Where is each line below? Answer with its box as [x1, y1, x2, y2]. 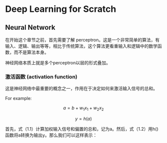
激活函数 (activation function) [5, 73, 78, 80]
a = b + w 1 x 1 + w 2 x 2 [63, 105, 104, 112]
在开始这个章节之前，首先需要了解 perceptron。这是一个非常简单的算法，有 [5, 37, 160, 43]
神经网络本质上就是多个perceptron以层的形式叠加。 [5, 60, 111, 65]
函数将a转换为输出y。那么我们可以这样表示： [5, 132, 97, 138]
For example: [5, 95, 32, 101]
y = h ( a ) [75, 116, 92, 122]
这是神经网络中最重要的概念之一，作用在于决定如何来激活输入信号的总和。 [5, 86, 158, 92]
